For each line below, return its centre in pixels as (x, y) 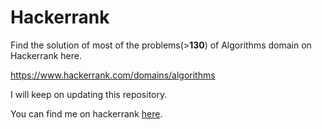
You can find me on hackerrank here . (86, 113)
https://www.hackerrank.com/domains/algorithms (113, 75)
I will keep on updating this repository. (89, 94)
